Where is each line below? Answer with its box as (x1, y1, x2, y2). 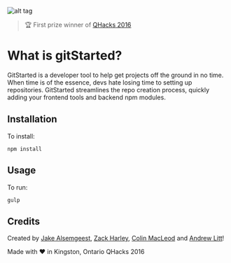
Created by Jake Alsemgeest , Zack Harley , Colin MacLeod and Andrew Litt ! (7, 234, 225, 243)
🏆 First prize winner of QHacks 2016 (24, 21, 132, 29)
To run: (7, 183, 28, 192)
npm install (7, 145, 42, 152)
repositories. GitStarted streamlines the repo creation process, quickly (7, 85, 210, 94)
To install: (7, 131, 35, 140)
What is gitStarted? (7, 48, 122, 64)
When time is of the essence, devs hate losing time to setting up (7, 78, 192, 87)
